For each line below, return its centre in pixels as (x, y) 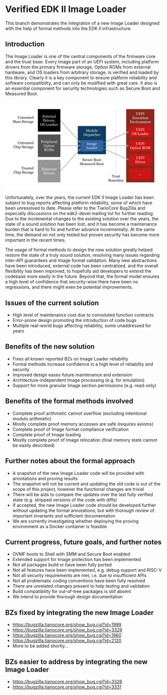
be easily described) (33, 445)
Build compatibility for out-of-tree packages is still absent (72, 591)
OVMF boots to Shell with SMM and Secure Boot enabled (71, 554)
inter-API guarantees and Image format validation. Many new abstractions (81, 260)
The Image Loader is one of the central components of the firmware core (80, 56)
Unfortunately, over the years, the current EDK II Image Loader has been (79, 198)
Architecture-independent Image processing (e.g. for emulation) (78, 380)
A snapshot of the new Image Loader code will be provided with (78, 473)
